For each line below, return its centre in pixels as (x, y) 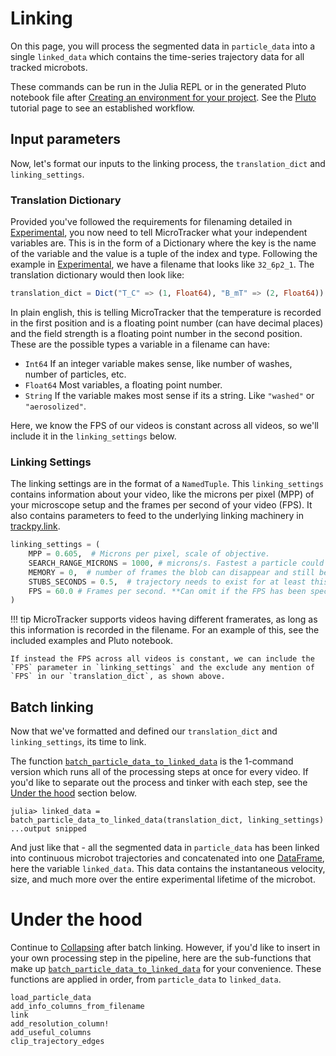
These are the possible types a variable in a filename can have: (140, 344)
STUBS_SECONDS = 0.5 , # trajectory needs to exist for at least (167, 582)
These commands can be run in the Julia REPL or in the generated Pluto (158, 86)
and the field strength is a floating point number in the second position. (156, 333)
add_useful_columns (51, 1033)
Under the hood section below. (74, 793)
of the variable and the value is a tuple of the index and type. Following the (164, 254)
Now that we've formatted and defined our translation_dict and (144, 731)
